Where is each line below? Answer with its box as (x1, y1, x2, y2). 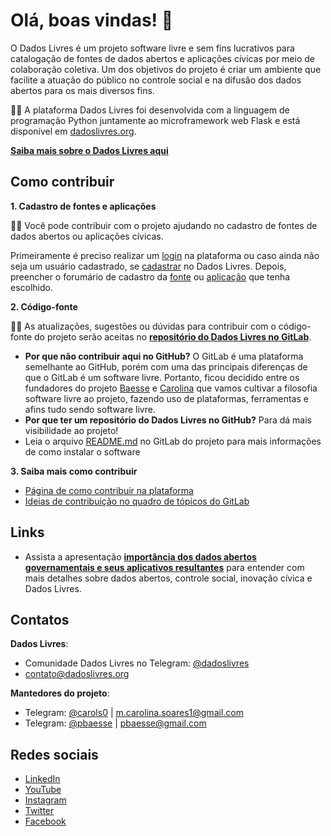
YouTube (24, 784, 62, 796)
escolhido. (10, 281, 54, 293)
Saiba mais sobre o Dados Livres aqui (10, 144, 169, 156)
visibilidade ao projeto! (24, 424, 119, 436)
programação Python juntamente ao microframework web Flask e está (10, 114, 301, 126)
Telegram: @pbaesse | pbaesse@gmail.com (24, 717, 207, 729)
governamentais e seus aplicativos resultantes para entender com (24, 561, 305, 573)
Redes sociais (10, 746, 99, 763)
